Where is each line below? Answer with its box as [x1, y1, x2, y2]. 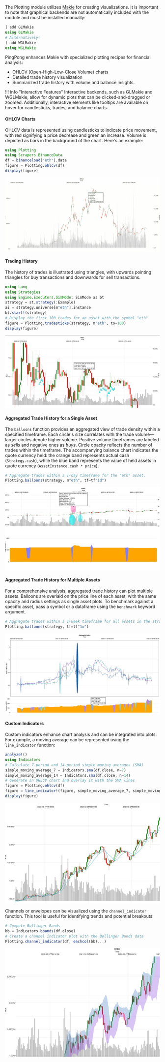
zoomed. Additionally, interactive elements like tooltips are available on [5, 99, 148, 105]
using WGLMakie [5, 45, 36, 51]
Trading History [5, 258, 38, 264]
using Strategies [5, 290, 41, 295]
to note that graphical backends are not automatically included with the [5, 9, 149, 15]
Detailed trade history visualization [12, 74, 82, 80]
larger [5, 436, 17, 442]
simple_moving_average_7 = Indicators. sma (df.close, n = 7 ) [5, 767, 126, 773]
